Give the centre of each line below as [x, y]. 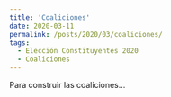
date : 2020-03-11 [42, 26]
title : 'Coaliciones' [50, 18]
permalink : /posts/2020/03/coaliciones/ [86, 34]
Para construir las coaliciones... [67, 85]
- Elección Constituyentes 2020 [78, 51]
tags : [19, 43]
